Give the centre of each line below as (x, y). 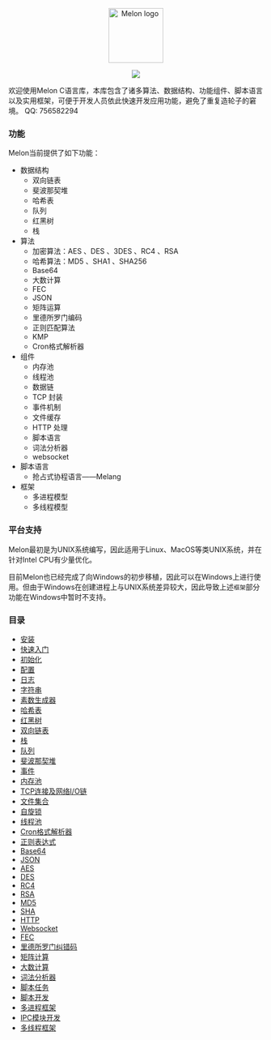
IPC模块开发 (40, 1017)
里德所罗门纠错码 (49, 946)
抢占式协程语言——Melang (76, 477)
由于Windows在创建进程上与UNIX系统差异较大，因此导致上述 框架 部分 (145, 587)
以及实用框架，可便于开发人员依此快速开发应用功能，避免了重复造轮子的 (129, 101)
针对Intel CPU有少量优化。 (53, 559)
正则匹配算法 (53, 327)
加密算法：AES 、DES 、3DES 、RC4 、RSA (105, 251)
